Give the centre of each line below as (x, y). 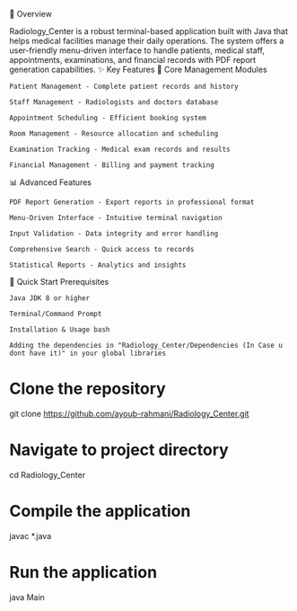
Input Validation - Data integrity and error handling (114, 234)
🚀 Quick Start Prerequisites (59, 282)
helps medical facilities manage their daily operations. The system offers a (147, 41)
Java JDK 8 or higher (50, 298)
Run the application (83, 572)
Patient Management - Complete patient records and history (124, 86)
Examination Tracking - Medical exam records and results (120, 149)
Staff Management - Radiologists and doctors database (114, 102)
